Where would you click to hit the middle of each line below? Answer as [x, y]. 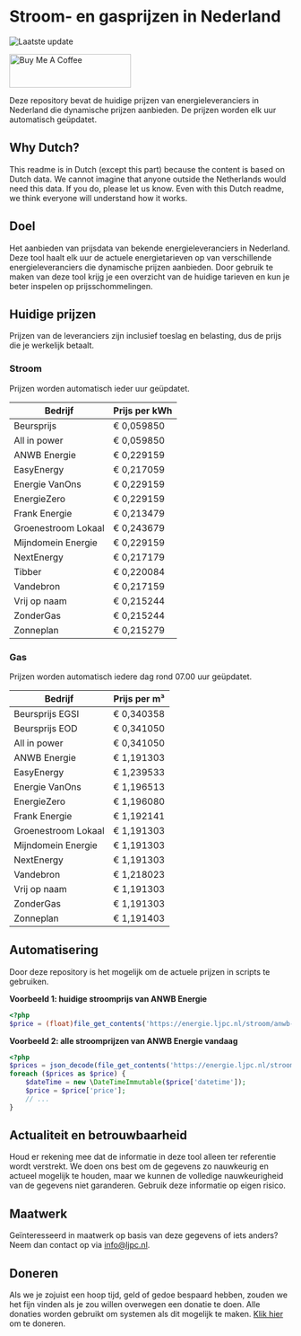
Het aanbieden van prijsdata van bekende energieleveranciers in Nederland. [150, 248]
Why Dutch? [45, 148]
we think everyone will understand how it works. [99, 198]
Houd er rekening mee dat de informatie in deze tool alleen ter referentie [142, 1157]
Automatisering [54, 950]
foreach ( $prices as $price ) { [68, 1074]
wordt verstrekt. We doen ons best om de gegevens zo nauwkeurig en [139, 1166]
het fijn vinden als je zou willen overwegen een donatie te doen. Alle [135, 1305]
